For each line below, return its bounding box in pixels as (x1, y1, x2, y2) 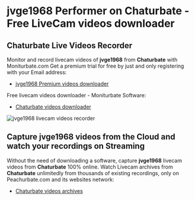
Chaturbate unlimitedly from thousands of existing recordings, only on (7, 169, 180, 176)
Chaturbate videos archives (15, 187, 84, 194)
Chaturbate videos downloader (15, 103, 91, 110)
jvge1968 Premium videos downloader (15, 80, 109, 87)
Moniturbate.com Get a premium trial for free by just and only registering (7, 62, 184, 69)
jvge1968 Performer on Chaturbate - (7, 4, 190, 18)
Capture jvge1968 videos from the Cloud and (7, 132, 175, 142)
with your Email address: (7, 69, 67, 75)
